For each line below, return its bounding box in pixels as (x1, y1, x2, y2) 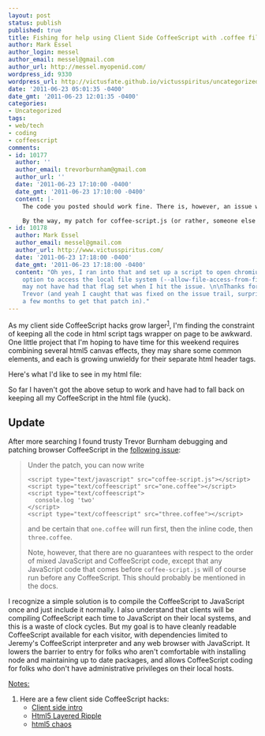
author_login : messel (8, 48, 80, 56)
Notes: (8, 679, 30, 689)
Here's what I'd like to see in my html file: (8, 369, 142, 379)
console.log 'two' (35, 497, 95, 505)
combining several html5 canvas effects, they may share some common (8, 345, 242, 355)
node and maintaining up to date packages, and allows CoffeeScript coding (8, 655, 253, 665)
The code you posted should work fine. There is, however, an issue (22, 202, 252, 210)
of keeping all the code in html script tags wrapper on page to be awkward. (8, 329, 252, 338)
